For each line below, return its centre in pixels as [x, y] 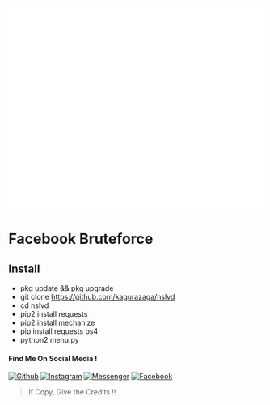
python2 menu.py [49, 340]
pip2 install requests [54, 314]
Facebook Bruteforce [81, 239]
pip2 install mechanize [57, 322]
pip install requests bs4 [59, 331]
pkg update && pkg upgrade [67, 288]
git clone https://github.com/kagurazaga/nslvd [97, 297]
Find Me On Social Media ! [53, 358]
